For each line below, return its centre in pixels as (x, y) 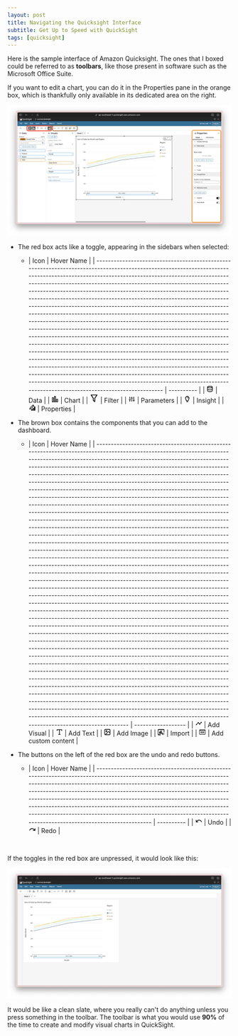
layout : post (27, 15)
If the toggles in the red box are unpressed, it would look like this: (103, 858)
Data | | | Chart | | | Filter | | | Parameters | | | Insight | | (126, 400)
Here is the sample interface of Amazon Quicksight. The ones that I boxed (115, 59)
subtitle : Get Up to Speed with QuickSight (73, 30)
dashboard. (34, 430)
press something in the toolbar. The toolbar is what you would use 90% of (116, 1017)
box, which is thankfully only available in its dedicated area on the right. (112, 95)
